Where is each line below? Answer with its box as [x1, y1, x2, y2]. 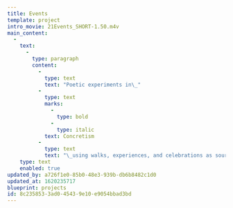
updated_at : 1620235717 [7, 177, 76, 184]
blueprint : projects [7, 184, 67, 191]
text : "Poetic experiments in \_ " [44, 81, 141, 88]
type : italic [56, 126, 95, 133]
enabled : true [19, 164, 60, 172]
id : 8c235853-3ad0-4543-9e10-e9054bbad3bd [7, 191, 132, 198]
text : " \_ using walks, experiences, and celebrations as [44, 152, 213, 159]
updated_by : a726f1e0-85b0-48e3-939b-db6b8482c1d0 [7, 171, 157, 178]
